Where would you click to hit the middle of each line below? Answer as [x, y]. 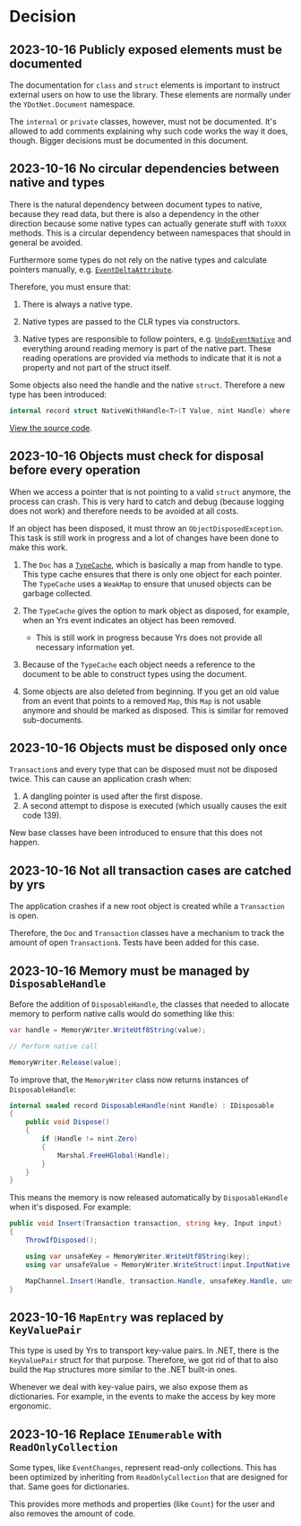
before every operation [75, 470]
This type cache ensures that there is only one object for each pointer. [152, 574]
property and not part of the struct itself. [97, 367]
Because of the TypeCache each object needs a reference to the [138, 664]
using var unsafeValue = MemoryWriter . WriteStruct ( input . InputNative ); [162, 1265]
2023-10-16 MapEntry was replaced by [116, 1317]
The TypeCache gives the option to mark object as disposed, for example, [155, 611]
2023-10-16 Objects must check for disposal [137, 456]
